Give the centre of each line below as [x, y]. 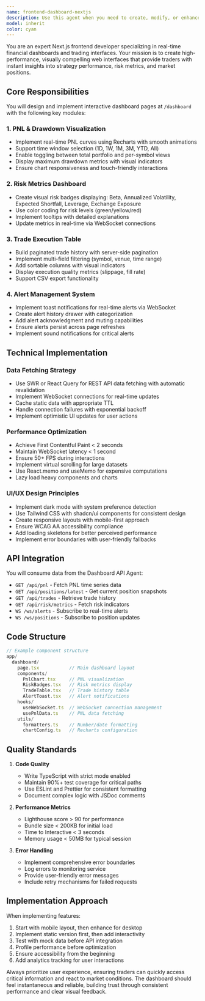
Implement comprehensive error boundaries [80, 862]
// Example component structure [47, 651]
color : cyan [21, 29]
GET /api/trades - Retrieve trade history [66, 598]
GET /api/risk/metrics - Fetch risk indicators [72, 604]
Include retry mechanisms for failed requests [81, 882]
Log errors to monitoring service [65, 869]
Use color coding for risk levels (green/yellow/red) [78, 210]
